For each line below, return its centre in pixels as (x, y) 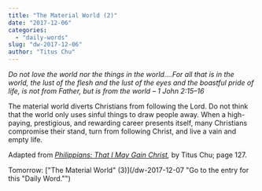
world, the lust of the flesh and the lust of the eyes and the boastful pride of (131, 83)
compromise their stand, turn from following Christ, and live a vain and (122, 131)
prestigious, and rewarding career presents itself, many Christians (141, 123)
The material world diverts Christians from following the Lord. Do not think (128, 106)
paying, (20, 123)
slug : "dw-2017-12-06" (45, 45)
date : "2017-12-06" (40, 23)
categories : (28, 30)
